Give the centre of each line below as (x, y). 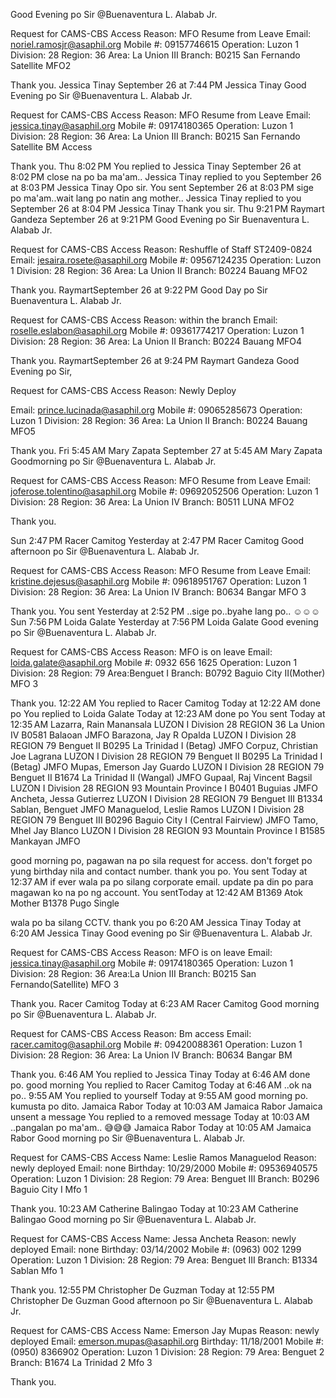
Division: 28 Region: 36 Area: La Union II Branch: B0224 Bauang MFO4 (156, 341)
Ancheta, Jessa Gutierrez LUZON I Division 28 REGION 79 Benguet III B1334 (167, 798)
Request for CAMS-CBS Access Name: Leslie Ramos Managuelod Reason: (163, 1157)
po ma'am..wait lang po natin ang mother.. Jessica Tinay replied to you (156, 198)
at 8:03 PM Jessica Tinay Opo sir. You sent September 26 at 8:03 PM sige (162, 187)
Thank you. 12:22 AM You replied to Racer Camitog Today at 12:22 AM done (166, 703)
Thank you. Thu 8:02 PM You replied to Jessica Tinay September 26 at (156, 166)
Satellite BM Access (51, 147)
